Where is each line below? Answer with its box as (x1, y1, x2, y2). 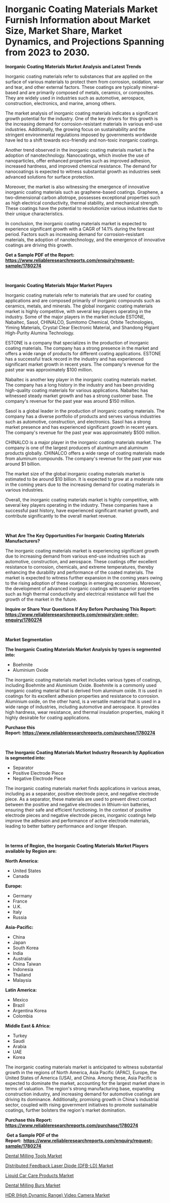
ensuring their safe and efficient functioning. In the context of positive (5, 807, 151, 813)
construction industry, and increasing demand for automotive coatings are (5, 1091, 160, 1097)
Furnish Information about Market (5, 14, 151, 26)
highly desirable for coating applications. (5, 714, 90, 720)
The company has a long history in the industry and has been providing (5, 382, 154, 388)
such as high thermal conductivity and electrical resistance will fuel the (5, 591, 154, 597)
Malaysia (12, 977, 31, 983)
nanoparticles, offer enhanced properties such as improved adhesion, (5, 157, 151, 163)
